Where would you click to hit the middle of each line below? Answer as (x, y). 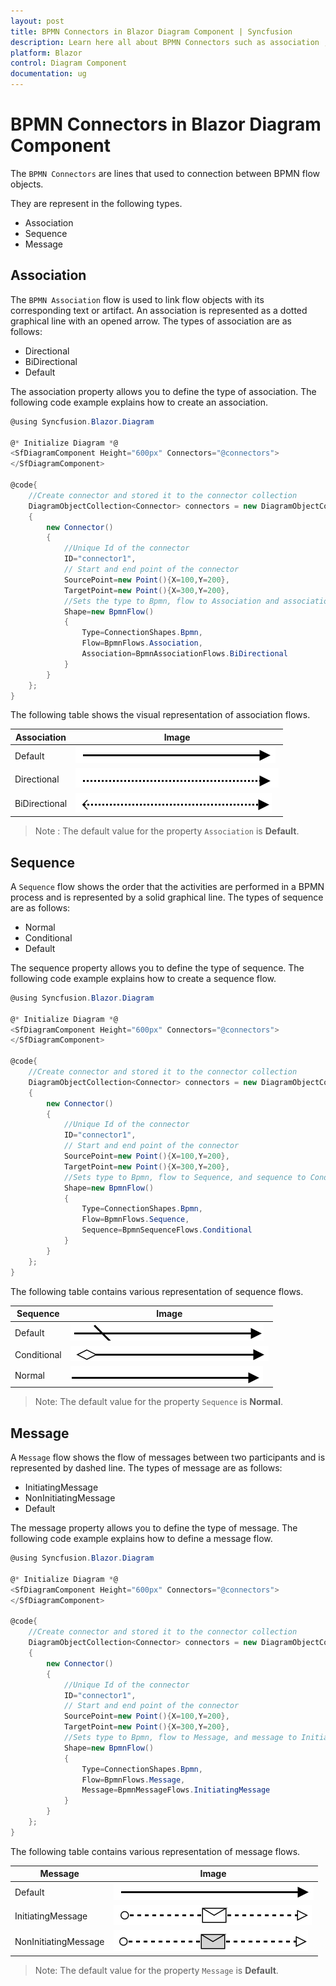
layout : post (37, 21)
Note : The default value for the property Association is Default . (167, 831)
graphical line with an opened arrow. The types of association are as (151, 321)
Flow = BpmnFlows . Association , (142, 643)
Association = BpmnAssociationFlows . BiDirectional (184, 654)
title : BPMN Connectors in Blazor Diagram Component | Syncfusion (151, 31)
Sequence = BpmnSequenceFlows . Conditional (167, 1230)
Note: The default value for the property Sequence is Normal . (159, 1402)
